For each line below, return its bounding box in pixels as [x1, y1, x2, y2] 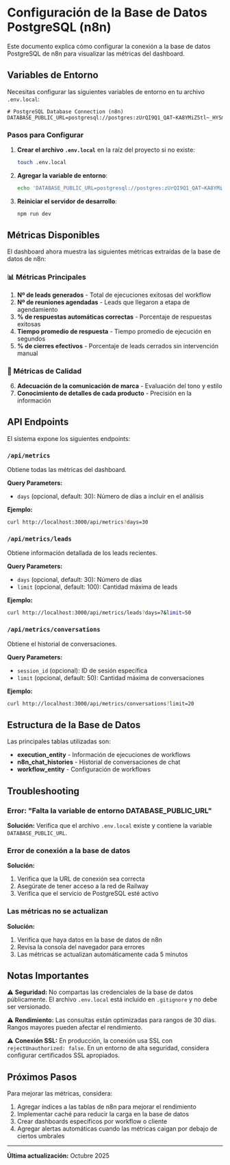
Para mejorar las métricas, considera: [7, 1089, 113, 1098]
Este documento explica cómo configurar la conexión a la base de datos [7, 42, 211, 50]
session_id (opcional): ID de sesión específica [16, 666, 148, 675]
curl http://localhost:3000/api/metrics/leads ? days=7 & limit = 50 [7, 609, 192, 616]
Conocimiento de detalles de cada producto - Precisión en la [16, 389, 192, 398]
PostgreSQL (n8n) [7, 19, 112, 35]
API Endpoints [7, 416, 69, 428]
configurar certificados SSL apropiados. [7, 1051, 120, 1059]
